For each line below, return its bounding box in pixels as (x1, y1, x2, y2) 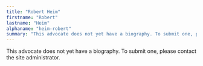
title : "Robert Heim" (6, 8, 61, 15)
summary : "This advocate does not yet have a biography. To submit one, (6, 31, 193, 37)
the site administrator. (6, 54, 60, 61)
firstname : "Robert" (6, 14, 59, 20)
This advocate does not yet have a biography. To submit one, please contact (6, 47, 197, 55)
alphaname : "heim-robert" (6, 25, 71, 32)
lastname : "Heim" (6, 20, 50, 26)
